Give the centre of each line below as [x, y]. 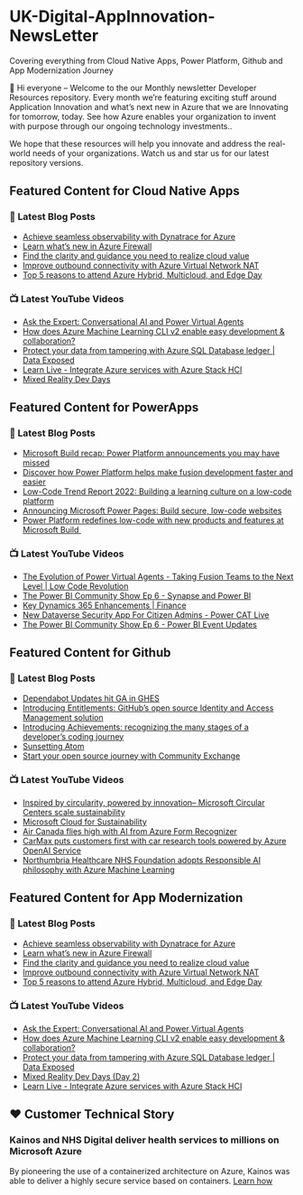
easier [34, 482]
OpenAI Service [51, 850]
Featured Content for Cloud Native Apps [125, 191]
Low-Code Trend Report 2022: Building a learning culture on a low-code [157, 491]
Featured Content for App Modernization [126, 898]
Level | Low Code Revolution [75, 586]
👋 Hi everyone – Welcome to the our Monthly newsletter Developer [133, 87]
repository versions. [46, 162]
